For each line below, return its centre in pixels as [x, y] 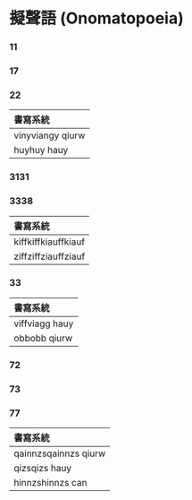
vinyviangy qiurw [50, 135]
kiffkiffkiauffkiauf [50, 241]
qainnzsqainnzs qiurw [60, 453]
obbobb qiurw [43, 338]
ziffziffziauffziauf [50, 256]
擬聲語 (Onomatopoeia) [97, 18]
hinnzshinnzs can [50, 482]
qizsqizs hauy [43, 468]
